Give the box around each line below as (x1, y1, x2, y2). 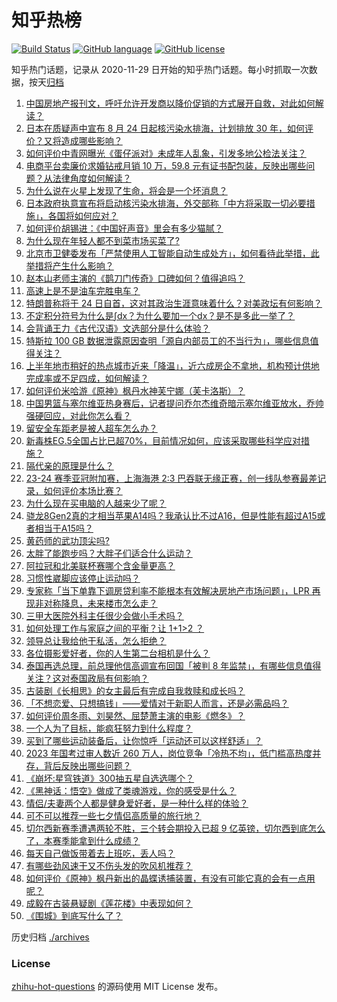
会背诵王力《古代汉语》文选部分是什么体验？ (25, 322, 211, 334)
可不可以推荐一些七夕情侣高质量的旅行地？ (25, 809, 202, 821)
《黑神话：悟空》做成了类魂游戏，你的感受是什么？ (25, 784, 237, 796)
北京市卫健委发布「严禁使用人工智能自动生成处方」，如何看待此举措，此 (25, 247, 320, 259)
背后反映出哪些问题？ (43, 759, 132, 771)
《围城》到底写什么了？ (25, 909, 123, 921)
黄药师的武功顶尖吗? (25, 534, 110, 546)
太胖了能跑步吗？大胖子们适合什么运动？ (25, 547, 193, 559)
